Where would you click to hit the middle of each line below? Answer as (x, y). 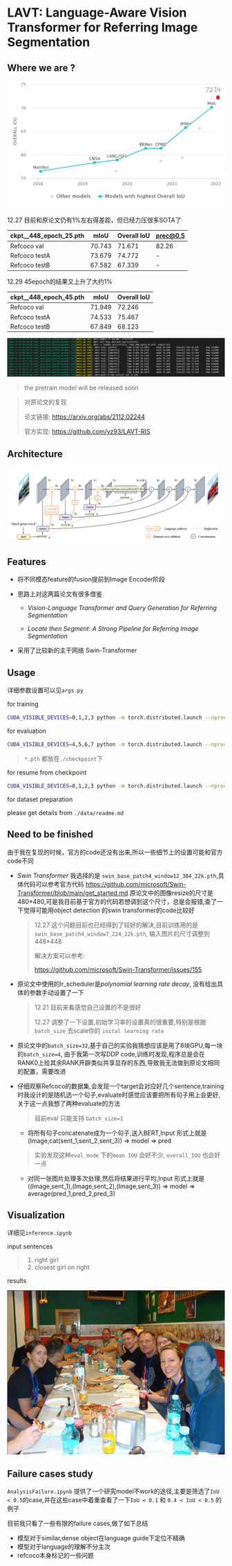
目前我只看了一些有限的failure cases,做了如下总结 (78, 1524)
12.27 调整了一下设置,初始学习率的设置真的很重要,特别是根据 (120, 1022)
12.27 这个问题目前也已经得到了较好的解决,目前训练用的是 (116, 925)
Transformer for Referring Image (103, 27)
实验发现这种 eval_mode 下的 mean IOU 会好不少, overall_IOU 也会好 (127, 1155)
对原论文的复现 (45, 402)
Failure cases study (50, 1473)
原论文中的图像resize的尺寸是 (172, 893)
